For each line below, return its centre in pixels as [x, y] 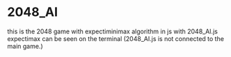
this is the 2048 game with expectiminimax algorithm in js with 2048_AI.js [112, 31]
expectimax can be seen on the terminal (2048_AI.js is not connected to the [116, 38]
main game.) [25, 46]
